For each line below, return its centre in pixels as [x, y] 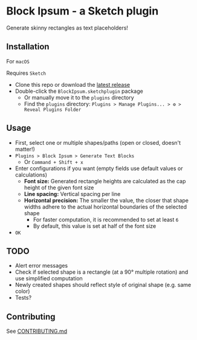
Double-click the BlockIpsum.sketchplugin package [79, 91]
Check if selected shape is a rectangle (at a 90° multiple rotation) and [102, 272]
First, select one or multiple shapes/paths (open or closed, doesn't [98, 142]
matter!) [25, 149]
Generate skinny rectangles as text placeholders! [67, 28]
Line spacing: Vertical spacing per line [72, 194]
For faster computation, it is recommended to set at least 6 [106, 219]
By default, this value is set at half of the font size [95, 226]
